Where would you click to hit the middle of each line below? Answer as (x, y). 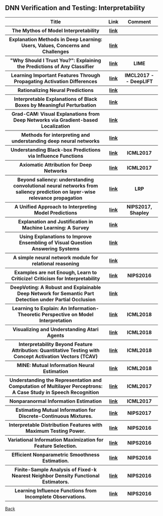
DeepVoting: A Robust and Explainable (56, 287)
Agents (56, 335)
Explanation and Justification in (56, 221)
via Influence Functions (56, 156)
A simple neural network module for (56, 258)
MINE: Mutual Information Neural (56, 365)
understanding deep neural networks (56, 141)
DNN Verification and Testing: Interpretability (75, 8)
